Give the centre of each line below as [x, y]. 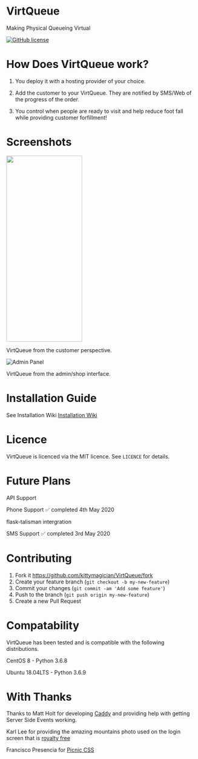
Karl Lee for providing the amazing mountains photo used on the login [93, 732]
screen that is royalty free [38, 738]
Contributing [39, 558]
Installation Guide [51, 398]
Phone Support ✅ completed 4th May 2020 [61, 509]
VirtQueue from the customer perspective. [59, 350]
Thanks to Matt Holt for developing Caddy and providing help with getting [98, 713]
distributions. [23, 648]
